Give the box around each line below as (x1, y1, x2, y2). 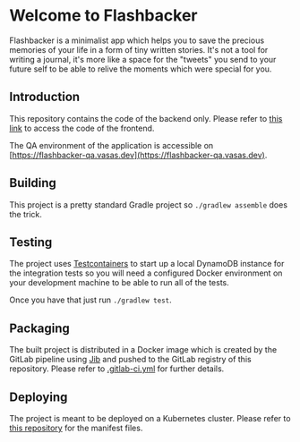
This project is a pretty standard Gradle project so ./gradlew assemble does (9, 199, 288, 210)
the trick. (9, 208, 43, 219)
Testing (9, 234, 53, 250)
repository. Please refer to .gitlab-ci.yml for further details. (9, 363, 225, 374)
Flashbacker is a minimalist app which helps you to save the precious (9, 35, 265, 46)
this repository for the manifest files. (9, 422, 143, 433)
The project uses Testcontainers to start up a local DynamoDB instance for (9, 259, 285, 269)
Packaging (9, 320, 70, 336)
